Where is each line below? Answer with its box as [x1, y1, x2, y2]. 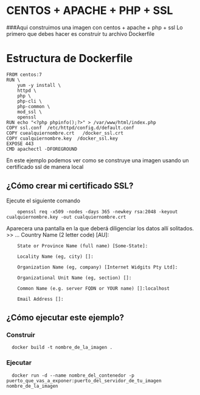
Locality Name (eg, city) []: [17, 253, 94, 259]
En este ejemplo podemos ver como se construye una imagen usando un [6, 156, 190, 164]
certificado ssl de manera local [6, 163, 84, 170]
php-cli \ [17, 98, 43, 104]
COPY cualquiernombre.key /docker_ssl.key [6, 135, 119, 142]
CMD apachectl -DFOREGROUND [6, 146, 78, 152]
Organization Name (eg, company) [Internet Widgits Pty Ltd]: [17, 264, 178, 270]
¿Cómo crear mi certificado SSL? [6, 180, 134, 191]
